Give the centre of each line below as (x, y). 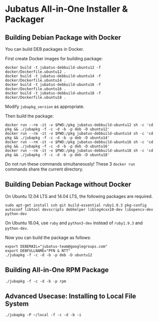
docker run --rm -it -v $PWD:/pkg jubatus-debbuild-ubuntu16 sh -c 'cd (79, 142)
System (17, 304)
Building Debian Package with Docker (63, 37)
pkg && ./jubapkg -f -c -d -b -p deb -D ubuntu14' (57, 138)
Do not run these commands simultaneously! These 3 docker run (70, 164)
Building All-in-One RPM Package (57, 270)
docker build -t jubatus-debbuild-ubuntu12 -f (53, 67)
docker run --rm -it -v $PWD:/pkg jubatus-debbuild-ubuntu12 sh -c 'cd (79, 125)
